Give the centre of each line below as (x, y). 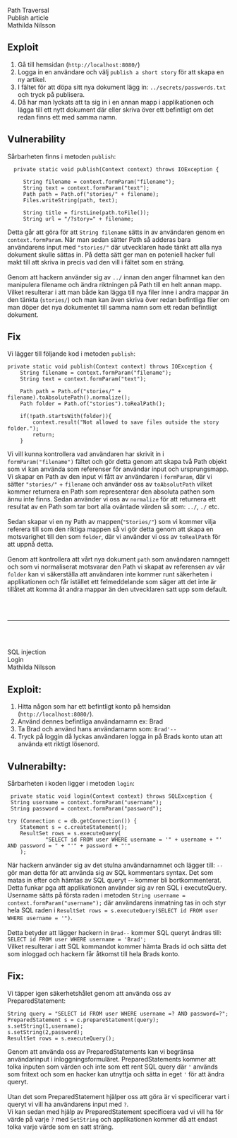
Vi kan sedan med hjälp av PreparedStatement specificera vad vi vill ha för (115, 1111)
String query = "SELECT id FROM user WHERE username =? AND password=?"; (118, 1014)
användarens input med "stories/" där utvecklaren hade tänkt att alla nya (115, 247)
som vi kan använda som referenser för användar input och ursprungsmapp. (118, 469)
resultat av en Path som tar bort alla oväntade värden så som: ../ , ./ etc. (114, 507)
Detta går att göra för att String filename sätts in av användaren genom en (116, 232)
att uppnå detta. (31, 545)
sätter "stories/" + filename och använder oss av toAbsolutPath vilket (110, 484)
